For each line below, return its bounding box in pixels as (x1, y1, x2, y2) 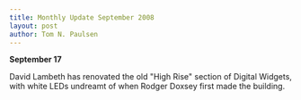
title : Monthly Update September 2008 (9, 12, 155, 22)
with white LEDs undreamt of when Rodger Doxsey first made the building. (9, 81, 286, 92)
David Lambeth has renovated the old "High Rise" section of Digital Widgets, (9, 71, 292, 82)
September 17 (9, 54, 62, 65)
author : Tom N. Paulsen (9, 29, 99, 38)
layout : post (9, 21, 58, 30)
